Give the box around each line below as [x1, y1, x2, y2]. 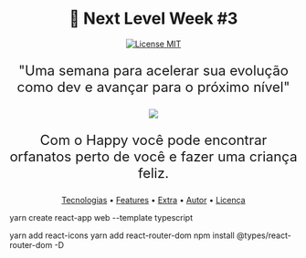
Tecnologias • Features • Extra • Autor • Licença [61, 194, 246, 205]
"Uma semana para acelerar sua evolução [17, 61, 290, 79]
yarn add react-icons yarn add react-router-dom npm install [9, 230, 235, 241]
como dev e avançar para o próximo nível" [16, 77, 290, 96]
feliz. [138, 164, 169, 181]
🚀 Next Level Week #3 [69, 8, 238, 29]
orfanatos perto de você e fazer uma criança [9, 148, 298, 165]
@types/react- [236, 230, 292, 241]
